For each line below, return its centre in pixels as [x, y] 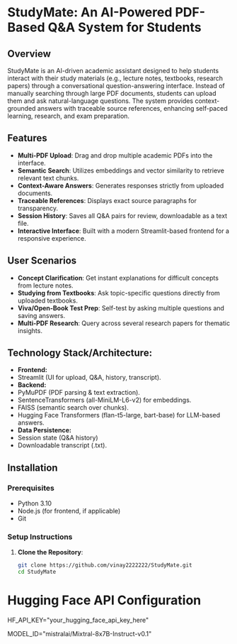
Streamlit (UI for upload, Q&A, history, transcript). [89, 378]
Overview [29, 54]
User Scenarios [42, 261]
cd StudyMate [37, 572]
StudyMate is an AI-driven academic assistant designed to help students [113, 71]
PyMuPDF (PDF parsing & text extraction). [79, 393]
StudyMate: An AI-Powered [90, 12]
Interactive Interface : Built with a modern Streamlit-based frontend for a [123, 231]
